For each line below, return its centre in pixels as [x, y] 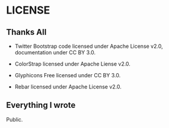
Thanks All [26, 32]
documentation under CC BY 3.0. [55, 52]
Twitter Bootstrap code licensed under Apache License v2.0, [89, 46]
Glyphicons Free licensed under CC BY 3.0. [68, 75]
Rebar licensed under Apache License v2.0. [68, 87]
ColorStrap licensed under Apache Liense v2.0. [72, 64]
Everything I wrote [41, 105]
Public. [15, 119]
